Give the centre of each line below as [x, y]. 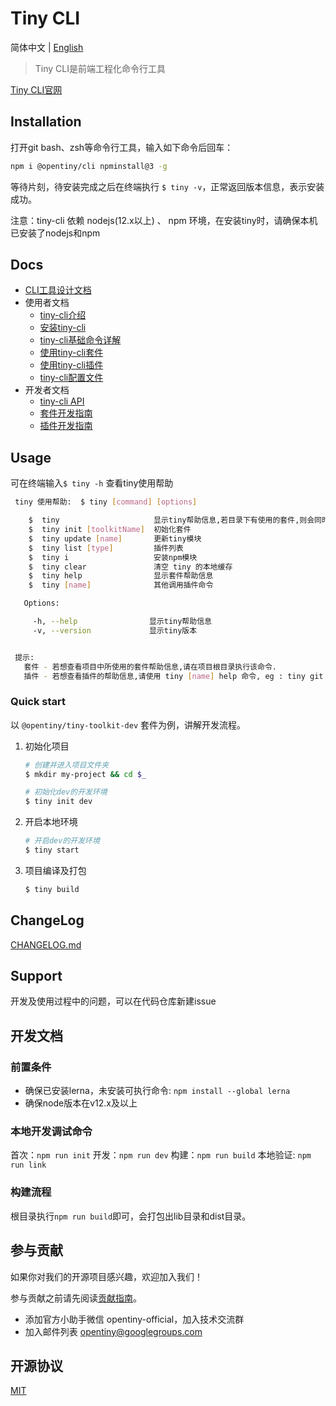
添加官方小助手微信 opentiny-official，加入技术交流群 [134, 1319]
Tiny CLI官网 [36, 89]
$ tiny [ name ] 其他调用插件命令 [121, 585]
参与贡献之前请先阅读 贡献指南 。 [76, 1298]
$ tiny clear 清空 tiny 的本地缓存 [130, 567]
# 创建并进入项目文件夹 [67, 765]
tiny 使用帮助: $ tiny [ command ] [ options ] [106, 502]
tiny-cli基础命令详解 [80, 340]
